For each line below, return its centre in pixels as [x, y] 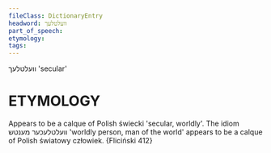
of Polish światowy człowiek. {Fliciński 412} [80, 141]
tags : [17, 46]
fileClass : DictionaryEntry [56, 16]
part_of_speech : [36, 31]
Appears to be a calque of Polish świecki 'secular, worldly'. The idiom [124, 124]
